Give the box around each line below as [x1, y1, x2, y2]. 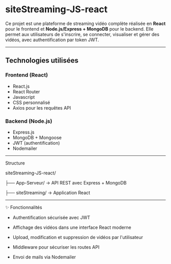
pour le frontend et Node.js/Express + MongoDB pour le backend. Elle [5, 25, 154, 32]
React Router [12, 88, 40, 95]
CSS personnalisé [12, 99, 50, 105]
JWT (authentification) [12, 140, 60, 146]
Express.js [12, 129, 35, 135]
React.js [12, 83, 30, 89]
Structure [5, 160, 25, 166]
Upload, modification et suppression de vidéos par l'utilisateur [12, 234, 144, 240]
